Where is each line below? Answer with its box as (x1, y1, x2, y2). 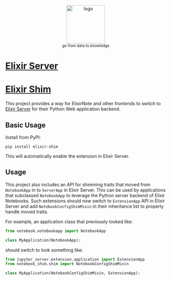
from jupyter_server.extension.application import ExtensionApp (5, 256, 145, 262)
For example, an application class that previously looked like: (5, 218, 133, 224)
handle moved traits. (5, 208, 48, 215)
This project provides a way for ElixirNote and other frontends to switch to (5, 101, 161, 107)
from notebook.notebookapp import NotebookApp (5, 228, 106, 233)
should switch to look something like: (5, 247, 83, 253)
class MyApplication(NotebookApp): (5, 238, 81, 243)
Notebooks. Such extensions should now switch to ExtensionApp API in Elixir (5, 198, 165, 204)
